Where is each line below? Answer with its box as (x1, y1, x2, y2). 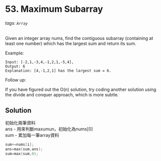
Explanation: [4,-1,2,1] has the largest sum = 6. (5, 68, 112, 74)
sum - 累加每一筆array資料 (5, 132, 59, 138)
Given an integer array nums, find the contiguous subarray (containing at (5, 36, 154, 41)
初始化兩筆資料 (5, 120, 36, 126)
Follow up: (5, 77, 26, 83)
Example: (5, 50, 24, 56)
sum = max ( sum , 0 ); (5, 151, 39, 156)
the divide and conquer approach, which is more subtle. (5, 92, 119, 98)
